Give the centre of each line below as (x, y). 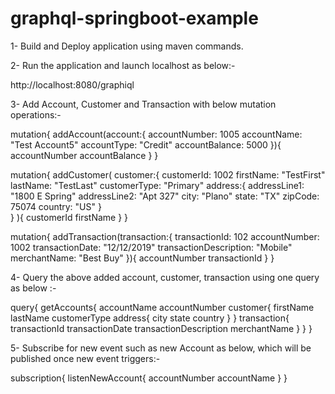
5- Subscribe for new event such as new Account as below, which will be (161, 348)
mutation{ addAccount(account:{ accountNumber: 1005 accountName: (156, 134)
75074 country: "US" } (56, 206)
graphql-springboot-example (134, 18)
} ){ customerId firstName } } (69, 217)
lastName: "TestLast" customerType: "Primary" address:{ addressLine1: (157, 185)
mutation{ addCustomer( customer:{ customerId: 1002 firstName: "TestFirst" (168, 174)
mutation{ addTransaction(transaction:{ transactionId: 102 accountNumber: (165, 236)
